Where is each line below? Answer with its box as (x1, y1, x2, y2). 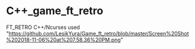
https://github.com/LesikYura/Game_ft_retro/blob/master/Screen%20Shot (8, 30, 189, 37)
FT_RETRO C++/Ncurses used (6, 24, 80, 31)
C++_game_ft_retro (6, 4, 104, 18)
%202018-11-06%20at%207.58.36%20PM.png (6, 36, 121, 43)
